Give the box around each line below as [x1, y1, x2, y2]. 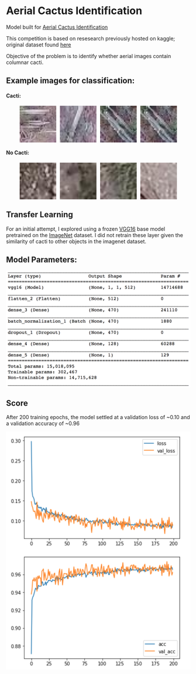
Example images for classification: [6, 76, 135, 86]
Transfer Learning [6, 210, 73, 220]
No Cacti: [6, 149, 29, 156]
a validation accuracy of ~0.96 [6, 420, 80, 427]
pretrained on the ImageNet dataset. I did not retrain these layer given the [6, 231, 183, 238]
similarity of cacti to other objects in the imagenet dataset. [6, 238, 147, 245]
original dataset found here [6, 41, 71, 48]
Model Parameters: [6, 254, 77, 265]
